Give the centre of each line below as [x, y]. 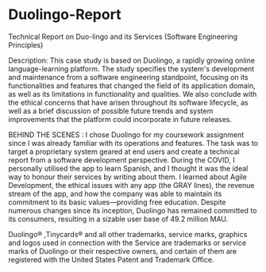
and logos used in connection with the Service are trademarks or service [127, 243]
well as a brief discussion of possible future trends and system [111, 111]
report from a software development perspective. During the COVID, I [122, 159]
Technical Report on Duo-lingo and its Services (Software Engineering [123, 36]
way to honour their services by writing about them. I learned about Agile [128, 177]
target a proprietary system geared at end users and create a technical [124, 151]
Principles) [26, 44]
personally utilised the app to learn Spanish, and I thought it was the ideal [128, 168]
